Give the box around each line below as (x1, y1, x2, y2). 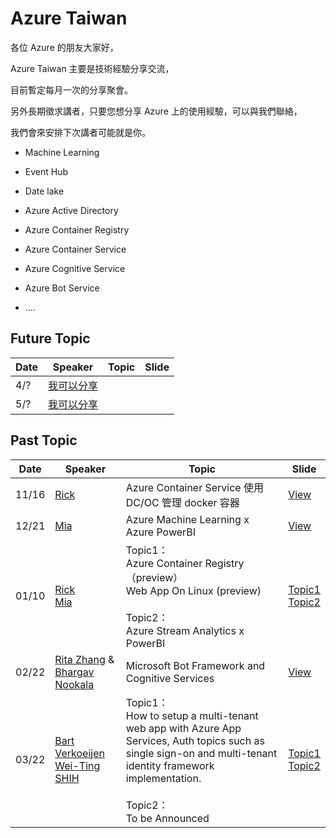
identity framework (125, 758, 215, 772)
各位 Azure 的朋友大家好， (10, 41, 119, 53)
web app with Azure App (125, 721, 242, 735)
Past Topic (10, 432, 78, 449)
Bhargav (54, 665, 95, 679)
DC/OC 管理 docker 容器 (125, 495, 240, 509)
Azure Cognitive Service (24, 262, 126, 274)
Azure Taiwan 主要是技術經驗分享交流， (10, 62, 175, 74)
